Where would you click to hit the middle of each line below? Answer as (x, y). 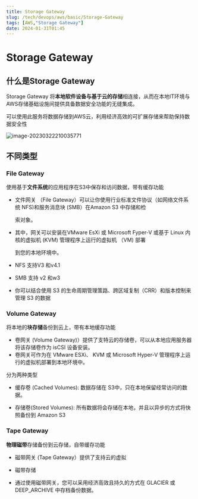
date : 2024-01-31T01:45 (36, 28)
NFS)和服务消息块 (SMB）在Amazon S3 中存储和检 (84, 207)
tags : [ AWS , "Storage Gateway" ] (45, 23)
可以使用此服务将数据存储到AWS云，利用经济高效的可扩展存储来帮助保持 (95, 117)
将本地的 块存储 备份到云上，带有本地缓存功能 (61, 327)
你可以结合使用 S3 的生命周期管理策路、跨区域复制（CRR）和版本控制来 (103, 290)
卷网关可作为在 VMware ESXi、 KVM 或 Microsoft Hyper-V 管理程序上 (100, 355)
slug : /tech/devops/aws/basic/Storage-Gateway (65, 17)
